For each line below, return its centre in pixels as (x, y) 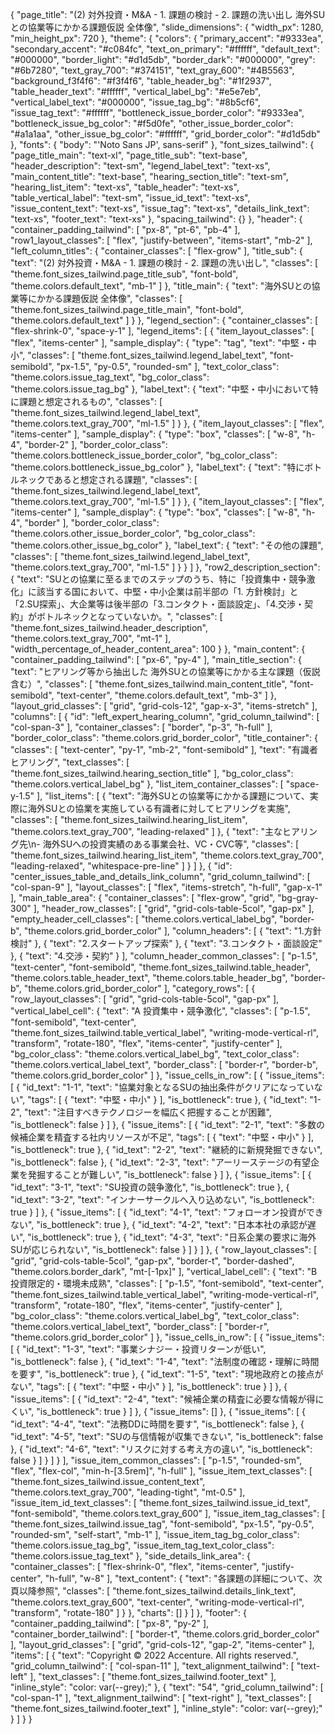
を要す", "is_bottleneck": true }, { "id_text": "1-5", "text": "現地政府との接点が (167, 1374)
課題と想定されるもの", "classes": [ (90, 401)
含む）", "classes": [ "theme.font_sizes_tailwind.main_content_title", (149, 684)
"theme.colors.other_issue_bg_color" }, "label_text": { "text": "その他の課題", (167, 545)
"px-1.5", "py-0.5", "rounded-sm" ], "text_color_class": (168, 366)
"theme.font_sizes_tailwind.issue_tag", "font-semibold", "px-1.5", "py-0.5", (162, 1524)
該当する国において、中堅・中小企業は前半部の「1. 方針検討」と (167, 591)
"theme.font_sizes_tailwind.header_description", (109, 627)
